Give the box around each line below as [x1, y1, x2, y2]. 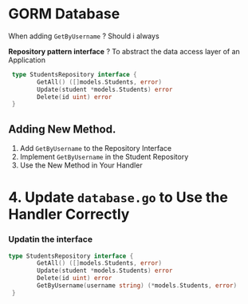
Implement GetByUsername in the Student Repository [19, 152, 189, 162]
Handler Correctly [8, 205, 130, 223]
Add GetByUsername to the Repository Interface [19, 144, 172, 153]
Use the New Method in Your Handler [19, 160, 143, 170]
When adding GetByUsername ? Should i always [8, 31, 159, 41]
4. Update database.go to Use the [8, 188, 229, 207]
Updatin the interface [8, 234, 93, 245]
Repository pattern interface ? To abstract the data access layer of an [8, 46, 241, 56]
